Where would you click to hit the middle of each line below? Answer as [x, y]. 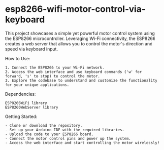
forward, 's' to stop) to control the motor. [52, 76]
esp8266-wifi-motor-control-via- [75, 9]
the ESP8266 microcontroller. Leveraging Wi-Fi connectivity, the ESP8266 [80, 38]
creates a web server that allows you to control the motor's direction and [79, 43]
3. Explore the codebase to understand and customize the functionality [81, 80]
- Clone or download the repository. [44, 125]
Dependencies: [20, 94]
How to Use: [18, 58]
